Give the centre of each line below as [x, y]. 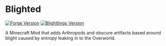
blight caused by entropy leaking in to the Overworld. [61, 38]
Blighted [23, 9]
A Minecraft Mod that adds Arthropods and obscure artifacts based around [83, 32]
